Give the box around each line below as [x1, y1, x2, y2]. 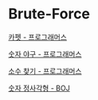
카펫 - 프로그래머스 [8, 32, 68, 42]
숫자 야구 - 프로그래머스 [8, 49, 82, 58]
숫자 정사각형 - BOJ [8, 83, 70, 93]
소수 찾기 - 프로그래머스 [8, 66, 82, 76]
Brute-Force [8, 5, 90, 23]
